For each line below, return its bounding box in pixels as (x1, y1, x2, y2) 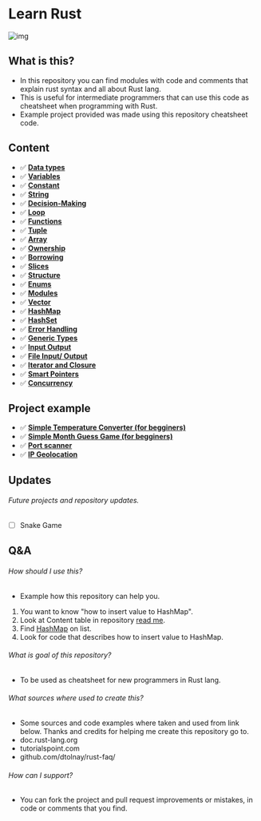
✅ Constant (19, 180, 60, 190)
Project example (8, 401, 91, 415)
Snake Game (19, 520, 62, 529)
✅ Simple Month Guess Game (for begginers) (19, 432, 173, 442)
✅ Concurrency (19, 378, 73, 387)
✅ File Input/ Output (19, 351, 88, 360)
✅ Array (19, 234, 48, 244)
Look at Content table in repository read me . (19, 615, 166, 625)
